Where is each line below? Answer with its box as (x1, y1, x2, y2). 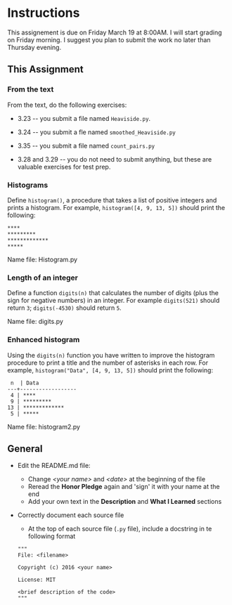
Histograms (7, 180, 49, 190)
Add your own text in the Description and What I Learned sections (27, 497, 222, 506)
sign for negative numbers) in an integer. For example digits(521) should (7, 297, 220, 305)
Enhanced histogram (7, 335, 80, 345)
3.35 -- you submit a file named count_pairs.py (17, 141, 155, 150)
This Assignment (7, 63, 84, 75)
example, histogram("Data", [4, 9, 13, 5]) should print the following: (7, 365, 213, 374)
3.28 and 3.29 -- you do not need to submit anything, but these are (17, 155, 212, 163)
